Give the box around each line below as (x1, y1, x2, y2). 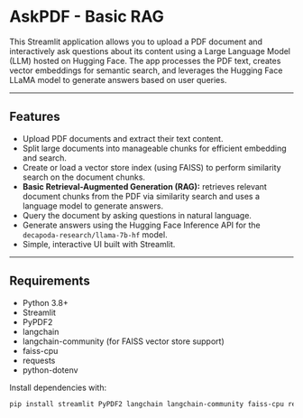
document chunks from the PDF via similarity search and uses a (22, 190, 260, 201)
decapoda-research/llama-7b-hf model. (22, 228, 169, 240)
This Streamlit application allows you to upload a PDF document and (9, 36, 263, 47)
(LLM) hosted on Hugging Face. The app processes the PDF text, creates (9, 55, 281, 66)
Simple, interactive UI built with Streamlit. (22, 238, 176, 249)
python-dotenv (22, 364, 78, 376)
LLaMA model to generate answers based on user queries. (9, 74, 227, 85)
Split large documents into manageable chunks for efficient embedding (22, 143, 287, 153)
